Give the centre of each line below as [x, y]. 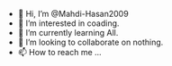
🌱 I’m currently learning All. [68, 33]
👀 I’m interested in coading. [68, 23]
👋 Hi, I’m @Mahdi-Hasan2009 [73, 14]
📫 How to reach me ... [59, 52]
